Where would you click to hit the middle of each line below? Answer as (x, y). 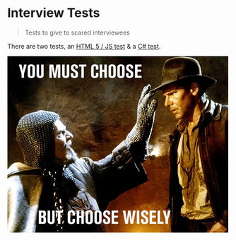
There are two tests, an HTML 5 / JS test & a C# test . (84, 46)
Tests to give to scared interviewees (77, 32)
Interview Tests (54, 13)
